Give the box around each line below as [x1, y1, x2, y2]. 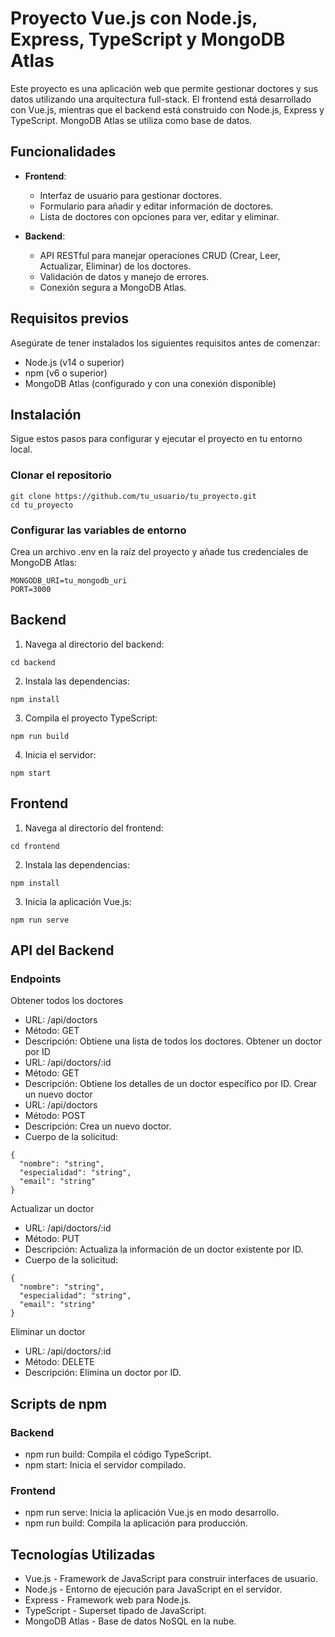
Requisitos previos [10, 310, 129, 327]
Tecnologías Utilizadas [10, 1546, 156, 1563]
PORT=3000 [10, 584, 52, 594]
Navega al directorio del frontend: [24, 822, 164, 834]
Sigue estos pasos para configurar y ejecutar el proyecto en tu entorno [10, 433, 303, 445]
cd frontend [10, 841, 60, 851]
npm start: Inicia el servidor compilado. [24, 1458, 187, 1471]
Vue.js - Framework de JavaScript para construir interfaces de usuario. [24, 1573, 318, 1585]
